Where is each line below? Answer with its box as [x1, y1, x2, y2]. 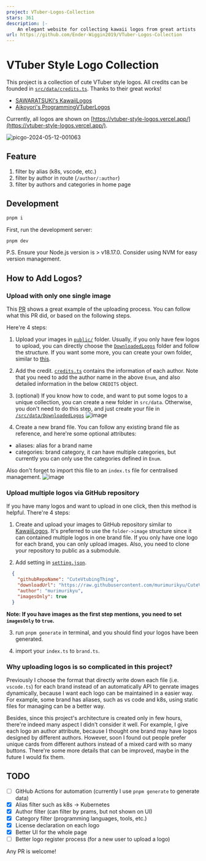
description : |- [6, 20, 48, 26]
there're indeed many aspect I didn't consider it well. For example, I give [6, 721, 189, 728]
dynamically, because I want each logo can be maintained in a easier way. [6, 689, 194, 697]
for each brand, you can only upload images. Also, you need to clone [15, 540, 190, 548]
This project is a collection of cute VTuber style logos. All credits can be [6, 78, 188, 86]
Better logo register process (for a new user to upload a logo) [15, 835, 170, 843]
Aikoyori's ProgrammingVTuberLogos [15, 104, 110, 111]
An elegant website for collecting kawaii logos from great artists [17, 26, 196, 33]
